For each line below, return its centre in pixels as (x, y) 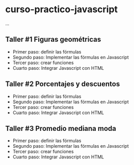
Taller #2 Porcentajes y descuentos (63, 84)
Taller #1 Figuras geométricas (53, 39)
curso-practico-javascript (62, 9)
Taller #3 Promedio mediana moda (61, 128)
